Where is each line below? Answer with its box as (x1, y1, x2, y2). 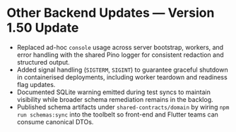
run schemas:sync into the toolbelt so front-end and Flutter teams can (16, 110, 218, 119)
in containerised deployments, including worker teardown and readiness (16, 72, 228, 81)
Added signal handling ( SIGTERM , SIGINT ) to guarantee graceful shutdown (16, 65, 228, 74)
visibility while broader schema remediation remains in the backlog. (16, 95, 213, 103)
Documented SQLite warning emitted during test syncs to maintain (16, 88, 211, 96)
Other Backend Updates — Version (6, 5, 215, 21)
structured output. (16, 58, 70, 66)
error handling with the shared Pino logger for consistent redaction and (16, 51, 224, 59)
